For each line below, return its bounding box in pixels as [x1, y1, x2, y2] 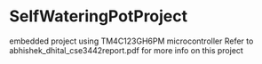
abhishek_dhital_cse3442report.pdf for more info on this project [9, 44, 244, 55]
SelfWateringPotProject [9, 6, 188, 27]
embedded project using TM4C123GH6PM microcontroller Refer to [9, 36, 254, 46]
